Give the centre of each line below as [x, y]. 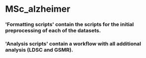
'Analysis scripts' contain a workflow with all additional [73, 44]
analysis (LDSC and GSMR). [39, 50]
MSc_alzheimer [38, 9]
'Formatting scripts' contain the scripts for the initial [70, 25]
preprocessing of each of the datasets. [53, 30]
